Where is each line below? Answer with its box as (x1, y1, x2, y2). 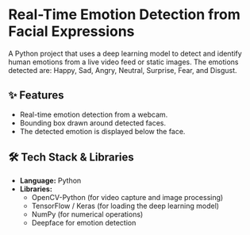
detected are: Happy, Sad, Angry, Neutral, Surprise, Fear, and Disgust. (8, 65, 237, 75)
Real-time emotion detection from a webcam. (19, 110, 168, 119)
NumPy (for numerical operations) (31, 209, 144, 219)
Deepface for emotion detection (31, 218, 137, 227)
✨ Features (8, 89, 64, 102)
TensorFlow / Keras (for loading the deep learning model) (31, 201, 220, 210)
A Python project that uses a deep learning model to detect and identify (8, 48, 242, 58)
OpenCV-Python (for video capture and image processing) (31, 192, 224, 202)
